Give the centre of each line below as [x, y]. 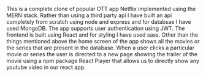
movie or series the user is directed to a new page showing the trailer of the [102, 54]
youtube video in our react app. [46, 67]
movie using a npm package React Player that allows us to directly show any [103, 61]
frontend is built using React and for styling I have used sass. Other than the [102, 35]
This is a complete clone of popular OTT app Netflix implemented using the [101, 9]
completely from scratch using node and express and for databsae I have [99, 22]
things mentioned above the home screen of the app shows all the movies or [103, 41]
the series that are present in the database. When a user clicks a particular [101, 48]
